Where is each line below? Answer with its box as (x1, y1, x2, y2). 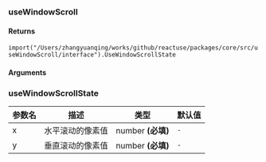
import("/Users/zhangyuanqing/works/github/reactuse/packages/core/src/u (8, 44, 259, 52)
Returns (8, 26, 36, 36)
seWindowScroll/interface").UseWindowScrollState (8, 51, 177, 59)
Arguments (8, 67, 47, 77)
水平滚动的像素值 (44, 125, 109, 136)
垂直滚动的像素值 (44, 140, 109, 152)
